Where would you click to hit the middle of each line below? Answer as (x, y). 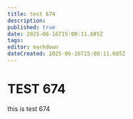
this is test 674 (29, 108)
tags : (15, 41)
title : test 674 (31, 14)
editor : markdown (33, 47)
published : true (31, 27)
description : (27, 21)
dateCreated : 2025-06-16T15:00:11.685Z (66, 54)
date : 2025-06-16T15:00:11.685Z (55, 34)
